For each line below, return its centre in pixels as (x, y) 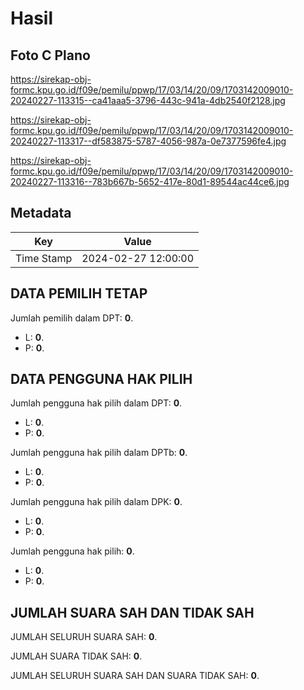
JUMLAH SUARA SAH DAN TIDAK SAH (132, 612)
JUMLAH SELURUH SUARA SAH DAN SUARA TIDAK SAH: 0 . (135, 676)
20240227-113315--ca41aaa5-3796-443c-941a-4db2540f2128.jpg (148, 100)
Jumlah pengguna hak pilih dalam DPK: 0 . (96, 502)
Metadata (41, 213)
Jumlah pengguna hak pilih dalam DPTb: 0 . (99, 453)
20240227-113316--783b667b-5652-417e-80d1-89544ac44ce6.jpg (150, 181)
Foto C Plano (50, 55)
